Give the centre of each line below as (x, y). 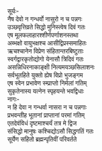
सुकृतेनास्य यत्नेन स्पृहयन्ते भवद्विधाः (46, 91)
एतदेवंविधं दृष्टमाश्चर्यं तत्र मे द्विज (42, 123)
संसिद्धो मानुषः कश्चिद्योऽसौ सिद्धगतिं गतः (51, 131)
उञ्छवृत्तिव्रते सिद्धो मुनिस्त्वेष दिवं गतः (46, 27)
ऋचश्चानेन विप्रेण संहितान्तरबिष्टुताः (45, 51)
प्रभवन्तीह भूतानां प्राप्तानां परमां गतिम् (46, 115)
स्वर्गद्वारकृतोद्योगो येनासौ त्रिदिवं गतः (46, 59)
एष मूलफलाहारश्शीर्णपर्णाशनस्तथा (43, 35)
